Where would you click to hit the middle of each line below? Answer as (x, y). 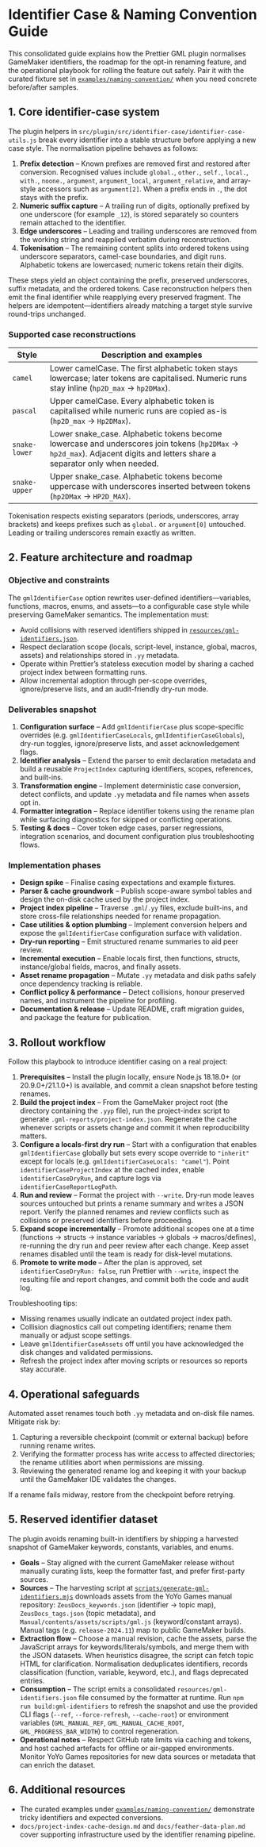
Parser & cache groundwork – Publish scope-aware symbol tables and (135, 891)
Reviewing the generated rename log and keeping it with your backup (133, 1471)
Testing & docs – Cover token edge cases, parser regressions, (122, 828)
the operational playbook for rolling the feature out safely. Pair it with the (126, 70)
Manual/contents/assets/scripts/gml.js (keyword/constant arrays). (131, 1622)
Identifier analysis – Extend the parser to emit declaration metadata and (137, 760)
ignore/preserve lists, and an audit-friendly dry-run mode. (114, 689)
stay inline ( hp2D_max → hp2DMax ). (110, 388)
